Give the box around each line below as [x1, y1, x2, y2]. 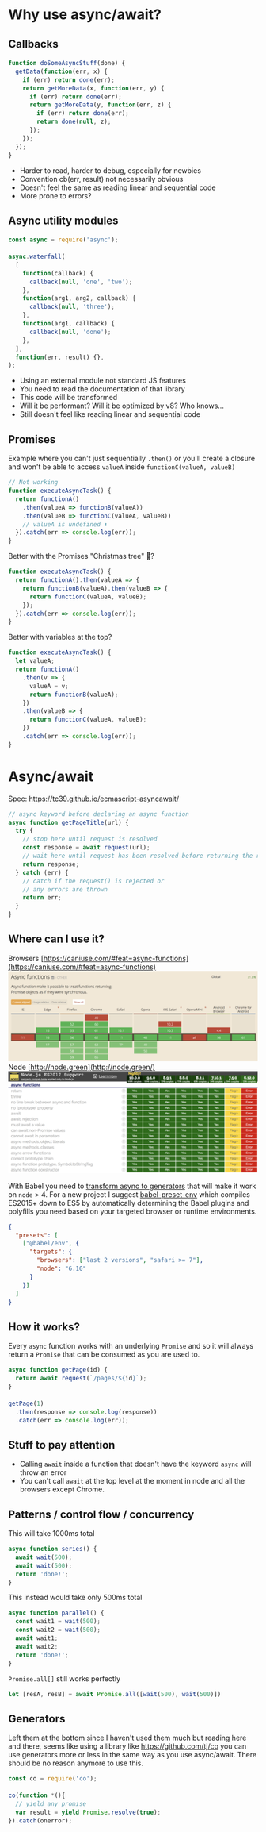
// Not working [8, 479, 59, 487]
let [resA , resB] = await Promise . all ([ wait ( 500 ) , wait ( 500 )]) [8, 1690, 222, 1698]
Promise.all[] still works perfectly [8, 1673, 121, 1684]
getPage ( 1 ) [8, 1399, 44, 1407]
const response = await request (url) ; [22, 844, 150, 852]
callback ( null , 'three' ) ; [28, 303, 115, 311]
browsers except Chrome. [19, 1484, 104, 1494]
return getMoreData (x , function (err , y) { [22, 84, 165, 92]
